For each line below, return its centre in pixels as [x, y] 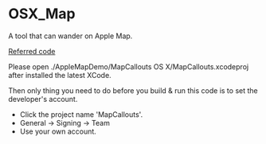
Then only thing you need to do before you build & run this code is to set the [133, 90]
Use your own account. [58, 131]
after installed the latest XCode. [60, 75]
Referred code [32, 51]
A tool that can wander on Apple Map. [70, 36]
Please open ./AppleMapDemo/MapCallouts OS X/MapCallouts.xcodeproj [129, 66]
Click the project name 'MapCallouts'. [81, 114]
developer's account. [43, 99]
